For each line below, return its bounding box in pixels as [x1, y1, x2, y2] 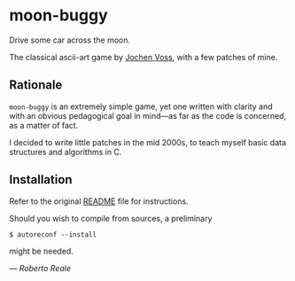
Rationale [9, 77, 63, 93]
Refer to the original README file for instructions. [9, 196, 189, 207]
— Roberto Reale [9, 262, 71, 273]
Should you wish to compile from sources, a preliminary [9, 213, 213, 223]
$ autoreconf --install [9, 230, 97, 239]
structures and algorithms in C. [9, 146, 122, 157]
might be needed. [9, 246, 74, 256]
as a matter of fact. [9, 120, 79, 130]
